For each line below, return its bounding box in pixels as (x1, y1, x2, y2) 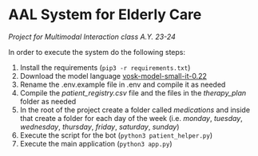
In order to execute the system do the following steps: (8, 47, 186, 57)
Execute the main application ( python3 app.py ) (19, 138, 173, 148)
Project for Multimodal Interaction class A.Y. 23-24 (8, 32, 176, 41)
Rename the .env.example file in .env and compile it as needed (19, 80, 226, 89)
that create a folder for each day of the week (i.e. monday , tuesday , (19, 113, 244, 123)
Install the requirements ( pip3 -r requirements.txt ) (19, 62, 191, 72)
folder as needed (19, 96, 77, 106)
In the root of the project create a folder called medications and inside (19, 105, 250, 115)
